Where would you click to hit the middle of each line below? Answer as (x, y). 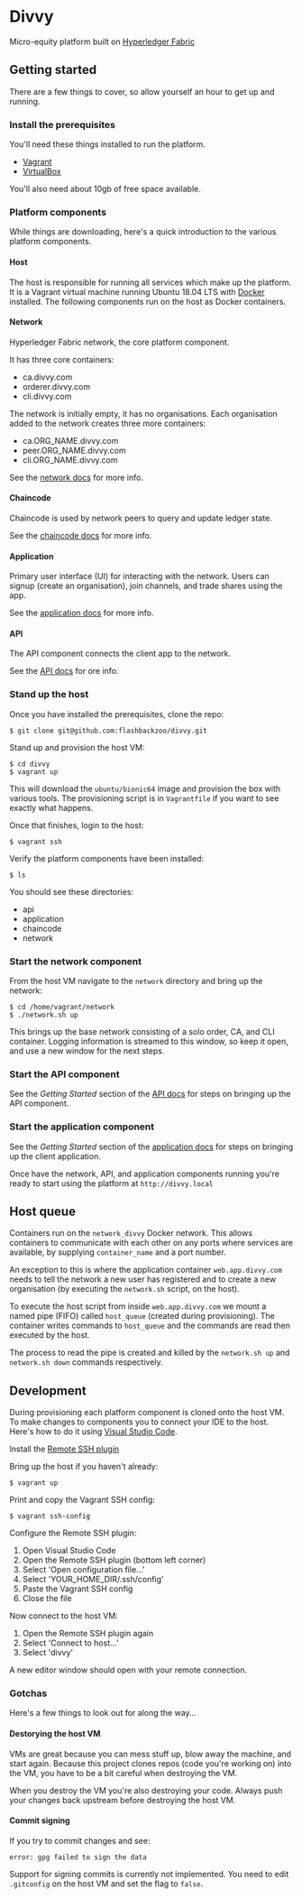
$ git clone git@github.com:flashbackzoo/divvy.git (108, 731)
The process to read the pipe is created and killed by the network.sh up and (150, 1353)
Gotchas (28, 1693)
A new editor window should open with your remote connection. (128, 1670)
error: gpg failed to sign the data (78, 1857)
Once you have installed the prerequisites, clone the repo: (117, 714)
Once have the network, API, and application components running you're (144, 1174)
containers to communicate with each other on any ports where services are (151, 1243)
